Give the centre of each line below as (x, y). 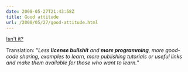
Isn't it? (15, 39)
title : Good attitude (33, 17)
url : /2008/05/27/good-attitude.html (52, 22)
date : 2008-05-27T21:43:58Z (40, 11)
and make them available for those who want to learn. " (73, 63)
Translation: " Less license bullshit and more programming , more (85, 50)
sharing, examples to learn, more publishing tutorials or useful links (101, 57)
